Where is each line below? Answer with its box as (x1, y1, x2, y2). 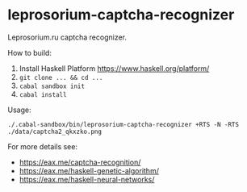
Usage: (7, 105, 31, 115)
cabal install (19, 90, 67, 98)
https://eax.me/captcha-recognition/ (19, 157, 141, 167)
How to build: (7, 48, 52, 57)
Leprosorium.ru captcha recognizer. (7, 32, 127, 42)
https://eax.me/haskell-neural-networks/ (19, 174, 155, 184)
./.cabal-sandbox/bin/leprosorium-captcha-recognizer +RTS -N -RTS (7, 120, 240, 128)
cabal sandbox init (19, 82, 86, 90)
